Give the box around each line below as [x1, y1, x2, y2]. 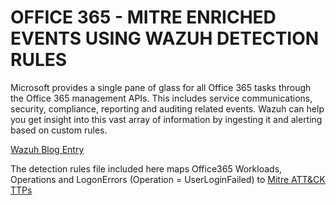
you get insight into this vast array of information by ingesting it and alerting [10, 113, 323, 125]
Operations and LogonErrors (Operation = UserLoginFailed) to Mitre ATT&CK [10, 173, 326, 185]
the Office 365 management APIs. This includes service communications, [10, 92, 313, 104]
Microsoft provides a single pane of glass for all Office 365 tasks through [10, 81, 312, 93]
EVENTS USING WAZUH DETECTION [10, 27, 320, 50]
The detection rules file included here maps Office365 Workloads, [10, 162, 283, 175]
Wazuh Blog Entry [10, 143, 85, 155]
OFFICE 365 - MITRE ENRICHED [10, 6, 277, 29]
